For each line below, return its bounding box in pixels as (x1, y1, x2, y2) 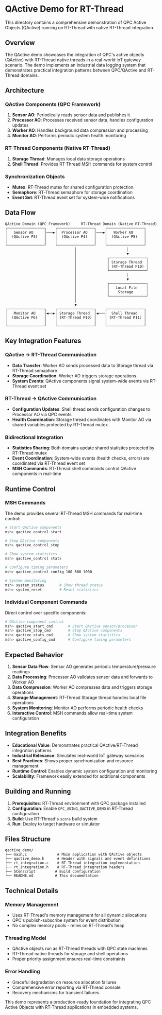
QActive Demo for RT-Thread (5, 3, 124, 15)
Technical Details (5, 886, 59, 895)
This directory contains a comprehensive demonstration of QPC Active (5, 19, 146, 25)
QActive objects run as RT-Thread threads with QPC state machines (12, 945, 148, 951)
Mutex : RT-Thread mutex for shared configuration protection (12, 184, 134, 190)
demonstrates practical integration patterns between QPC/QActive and (5, 67, 146, 73)
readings (12, 668, 30, 674)
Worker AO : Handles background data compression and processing (12, 127, 148, 133)
